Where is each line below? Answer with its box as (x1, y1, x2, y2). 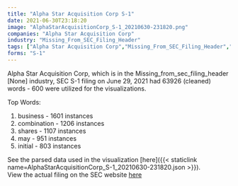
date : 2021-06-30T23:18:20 (7, 17, 87, 24)
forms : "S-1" (7, 50, 46, 57)
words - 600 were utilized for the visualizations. (7, 84, 147, 93)
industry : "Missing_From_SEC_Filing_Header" (7, 37, 141, 44)
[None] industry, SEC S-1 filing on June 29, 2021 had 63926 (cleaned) (7, 76, 211, 85)
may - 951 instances (17, 134, 76, 142)
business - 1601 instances (17, 111, 93, 120)
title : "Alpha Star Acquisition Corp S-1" (7, 10, 135, 18)
